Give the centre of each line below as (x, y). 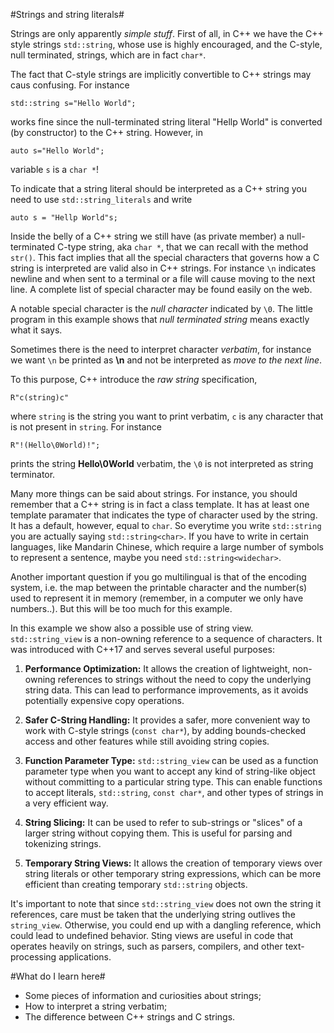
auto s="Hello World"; (57, 151)
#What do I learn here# (58, 976)
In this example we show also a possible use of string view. (132, 628)
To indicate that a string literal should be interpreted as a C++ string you (158, 188)
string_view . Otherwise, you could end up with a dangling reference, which (166, 925)
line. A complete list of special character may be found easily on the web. (161, 289)
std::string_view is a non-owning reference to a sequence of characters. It (166, 638)
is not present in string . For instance (86, 427)
